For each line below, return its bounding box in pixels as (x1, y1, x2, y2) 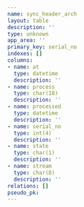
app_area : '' (7, 37, 46, 44)
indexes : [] (7, 51, 42, 58)
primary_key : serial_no (7, 43, 78, 51)
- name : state (7, 143, 49, 150)
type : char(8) (13, 169, 55, 176)
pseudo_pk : (7, 189, 40, 196)
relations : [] (7, 182, 49, 189)
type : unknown (7, 30, 49, 38)
